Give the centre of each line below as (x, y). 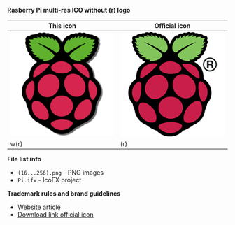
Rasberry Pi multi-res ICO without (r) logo (69, 10)
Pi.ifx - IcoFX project (49, 180)
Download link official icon (55, 215)
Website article (39, 207)
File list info (24, 159)
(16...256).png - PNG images (60, 173)
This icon (62, 26)
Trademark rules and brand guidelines (64, 194)
